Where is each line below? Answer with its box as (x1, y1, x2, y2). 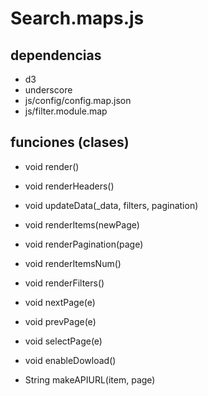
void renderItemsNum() (24, 257, 122, 269)
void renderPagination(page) (24, 238, 144, 250)
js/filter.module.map (24, 105, 108, 117)
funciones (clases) (10, 134, 130, 151)
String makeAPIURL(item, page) (24, 373, 156, 386)
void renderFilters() (24, 277, 105, 289)
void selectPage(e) (24, 335, 103, 347)
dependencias (10, 47, 102, 64)
